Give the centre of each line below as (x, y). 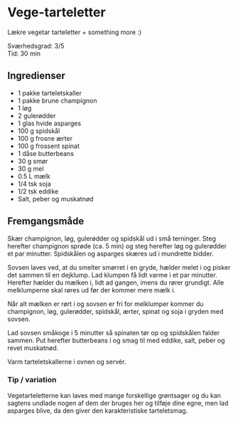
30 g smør (33, 161)
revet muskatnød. (33, 348)
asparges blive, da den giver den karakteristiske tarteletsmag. (98, 411)
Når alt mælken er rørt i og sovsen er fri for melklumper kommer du (106, 304)
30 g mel (31, 169)
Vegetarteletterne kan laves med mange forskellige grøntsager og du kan (114, 395)
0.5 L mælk (34, 176)
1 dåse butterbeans (46, 153)
